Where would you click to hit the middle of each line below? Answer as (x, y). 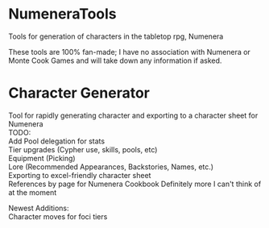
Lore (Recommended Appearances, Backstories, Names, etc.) (111, 167)
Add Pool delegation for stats (57, 141)
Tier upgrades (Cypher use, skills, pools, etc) (83, 149)
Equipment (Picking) (42, 158)
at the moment (33, 192)
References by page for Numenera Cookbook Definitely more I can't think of (135, 184)
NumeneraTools (62, 14)
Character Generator (79, 93)
